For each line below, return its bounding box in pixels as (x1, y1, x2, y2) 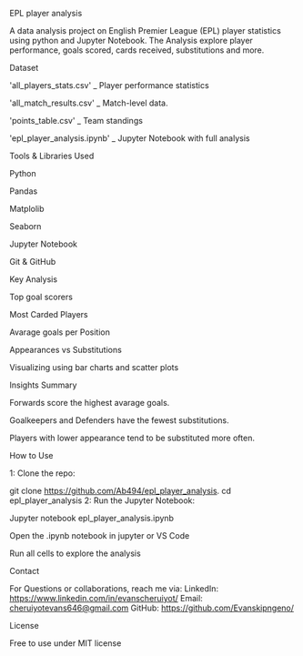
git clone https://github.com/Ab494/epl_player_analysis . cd (9, 486, 232, 496)
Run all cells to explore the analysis (9, 548, 141, 559)
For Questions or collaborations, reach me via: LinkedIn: (9, 583, 219, 594)
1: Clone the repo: (9, 468, 76, 479)
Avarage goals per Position (9, 327, 111, 338)
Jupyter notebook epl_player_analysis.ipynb (9, 513, 175, 523)
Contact (9, 566, 39, 576)
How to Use (9, 450, 54, 460)
